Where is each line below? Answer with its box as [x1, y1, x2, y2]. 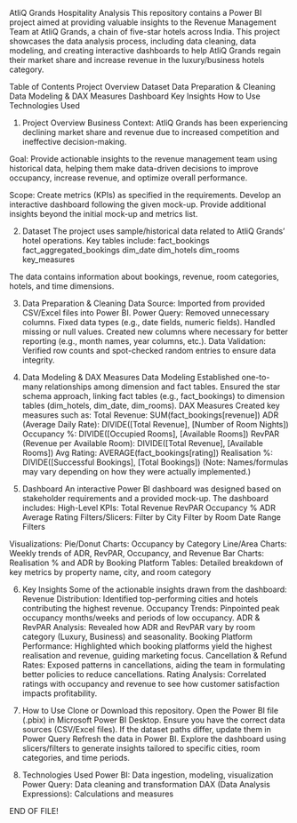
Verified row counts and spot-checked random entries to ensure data [21, 346, 277, 356]
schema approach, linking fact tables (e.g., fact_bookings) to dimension [21, 391, 285, 401]
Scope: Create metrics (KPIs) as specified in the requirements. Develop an [9, 190, 282, 200]
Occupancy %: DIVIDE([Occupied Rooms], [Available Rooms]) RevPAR [21, 428, 280, 439]
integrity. [21, 355, 55, 365]
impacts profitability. [21, 688, 98, 699]
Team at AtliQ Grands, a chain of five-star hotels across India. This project [9, 27, 280, 36]
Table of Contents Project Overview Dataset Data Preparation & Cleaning [9, 82, 276, 92]
